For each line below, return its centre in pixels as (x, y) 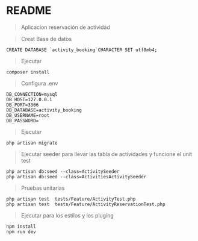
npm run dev (21, 232)
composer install (28, 72)
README (29, 11)
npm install (21, 227)
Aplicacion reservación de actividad (65, 27)
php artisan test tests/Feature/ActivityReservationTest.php (86, 204)
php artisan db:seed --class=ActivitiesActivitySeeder (76, 177)
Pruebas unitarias (43, 188)
